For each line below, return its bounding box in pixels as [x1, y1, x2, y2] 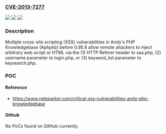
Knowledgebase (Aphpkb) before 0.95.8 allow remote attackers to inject [5, 44, 153, 50]
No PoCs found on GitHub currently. [5, 123, 79, 129]
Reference [5, 85, 27, 90]
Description [5, 28, 34, 35]
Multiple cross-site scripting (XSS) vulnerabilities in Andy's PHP [5, 39, 135, 45]
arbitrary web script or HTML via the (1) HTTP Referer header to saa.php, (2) [5, 49, 161, 55]
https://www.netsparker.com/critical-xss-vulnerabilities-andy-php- [12, 95, 150, 101]
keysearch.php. [5, 60, 37, 66]
